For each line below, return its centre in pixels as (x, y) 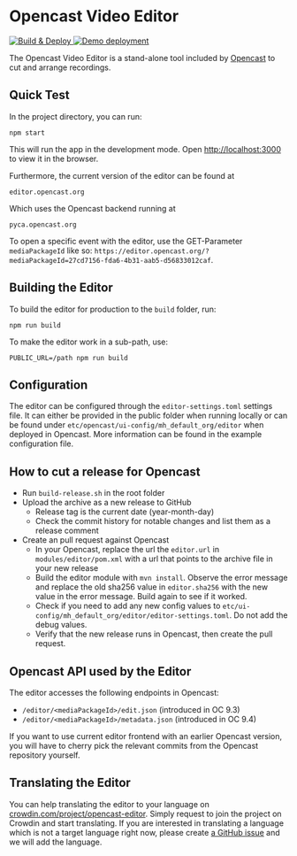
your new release (67, 568)
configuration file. (41, 443)
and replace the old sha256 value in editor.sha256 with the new (151, 587)
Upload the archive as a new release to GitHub (107, 503)
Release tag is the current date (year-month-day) (125, 512)
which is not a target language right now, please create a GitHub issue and (145, 832)
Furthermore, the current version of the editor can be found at (122, 175)
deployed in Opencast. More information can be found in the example (136, 435)
